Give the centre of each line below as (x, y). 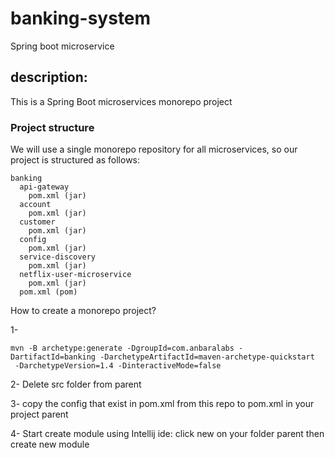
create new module (50, 444)
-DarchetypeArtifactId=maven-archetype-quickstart (207, 357)
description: (49, 77)
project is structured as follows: (75, 160)
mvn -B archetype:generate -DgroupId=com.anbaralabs (122, 348)
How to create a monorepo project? (83, 311)
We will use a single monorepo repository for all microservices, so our (154, 149)
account (35, 205)
